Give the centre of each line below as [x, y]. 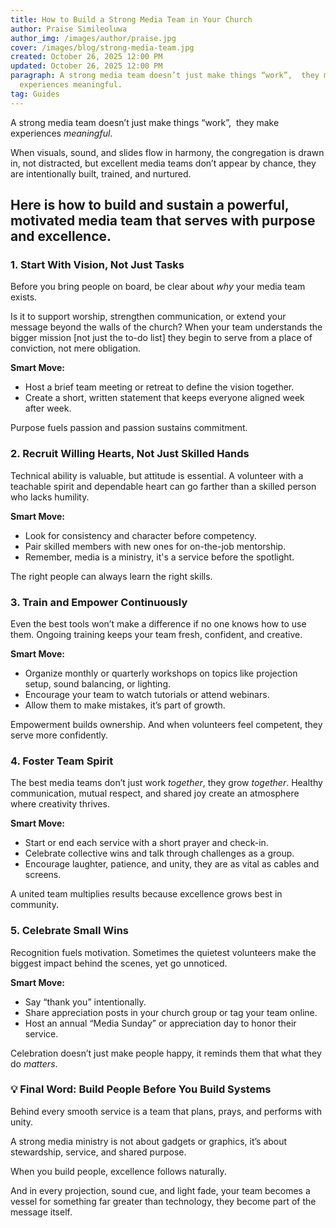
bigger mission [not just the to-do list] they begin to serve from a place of [161, 338]
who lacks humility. [50, 497]
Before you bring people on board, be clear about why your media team [158, 287]
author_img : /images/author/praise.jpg [93, 38]
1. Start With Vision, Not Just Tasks [97, 264]
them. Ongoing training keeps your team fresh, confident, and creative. [156, 634]
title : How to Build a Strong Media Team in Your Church [131, 19]
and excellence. [61, 236]
